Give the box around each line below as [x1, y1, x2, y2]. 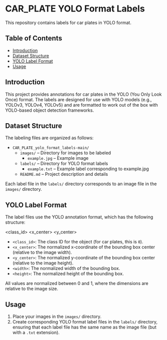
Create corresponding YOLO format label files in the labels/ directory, [12, 319, 158, 324]
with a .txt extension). [12, 329, 60, 335]
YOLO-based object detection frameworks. [5, 107, 94, 113]
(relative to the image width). [12, 249, 72, 255]
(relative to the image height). [12, 260, 74, 266]
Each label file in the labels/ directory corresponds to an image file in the [5, 181, 157, 187]
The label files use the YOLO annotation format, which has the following [5, 214, 153, 220]
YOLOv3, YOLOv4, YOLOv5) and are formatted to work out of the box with [5, 102, 158, 108]
